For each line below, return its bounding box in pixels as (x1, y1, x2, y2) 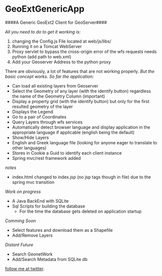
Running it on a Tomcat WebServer (12, 43, 82, 49)
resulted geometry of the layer (12, 103, 73, 109)
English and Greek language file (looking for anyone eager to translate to (12, 139, 158, 145)
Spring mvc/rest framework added (12, 155, 81, 161)
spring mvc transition (12, 179, 55, 185)
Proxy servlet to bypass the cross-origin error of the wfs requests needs (12, 49, 157, 54)
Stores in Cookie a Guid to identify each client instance (12, 150, 122, 156)
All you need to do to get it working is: (5, 29, 81, 34)
